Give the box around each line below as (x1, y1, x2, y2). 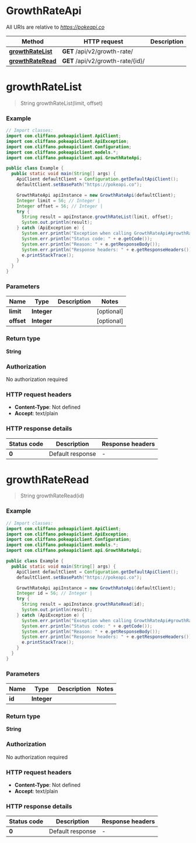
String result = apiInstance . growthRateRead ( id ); (21, 602, 145, 607)
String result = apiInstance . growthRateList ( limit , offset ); (21, 214, 174, 220)
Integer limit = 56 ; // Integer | (16, 197, 100, 203)
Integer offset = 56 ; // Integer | (16, 203, 103, 209)
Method (21, 37, 44, 45)
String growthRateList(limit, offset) (20, 100, 103, 107)
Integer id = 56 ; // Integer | (16, 591, 93, 596)
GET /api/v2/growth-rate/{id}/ (62, 57, 145, 65)
